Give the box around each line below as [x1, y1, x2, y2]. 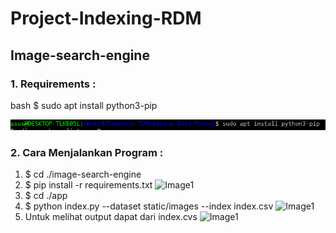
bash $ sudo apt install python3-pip [10, 99, 158, 111]
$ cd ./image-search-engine [24, 168, 142, 181]
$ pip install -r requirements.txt [24, 179, 153, 191]
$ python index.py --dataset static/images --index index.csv [24, 200, 274, 212]
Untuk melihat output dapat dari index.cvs [24, 211, 198, 223]
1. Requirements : [10, 77, 97, 91]
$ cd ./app [24, 190, 68, 202]
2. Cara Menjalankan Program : [10, 146, 164, 160]
